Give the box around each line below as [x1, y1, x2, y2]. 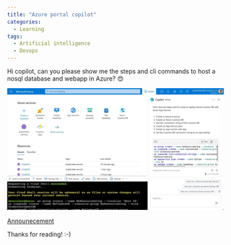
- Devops [13, 47, 38, 54]
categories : [7, 18, 41, 25]
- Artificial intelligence [13, 40, 91, 47]
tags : [7, 33, 23, 40]
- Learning [13, 25, 45, 32]
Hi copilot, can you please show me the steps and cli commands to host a [7, 67, 216, 75]
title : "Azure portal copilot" [7, 11, 97, 18]
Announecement [7, 217, 54, 225]
